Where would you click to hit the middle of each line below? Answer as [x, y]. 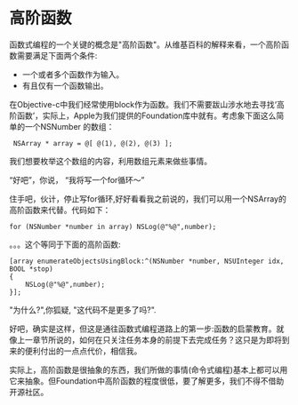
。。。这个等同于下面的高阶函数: [65, 244]
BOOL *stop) [31, 269]
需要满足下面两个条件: [57, 55]
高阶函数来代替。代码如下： [60, 210]
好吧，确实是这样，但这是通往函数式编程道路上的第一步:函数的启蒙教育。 [143, 329]
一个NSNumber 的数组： [69, 126]
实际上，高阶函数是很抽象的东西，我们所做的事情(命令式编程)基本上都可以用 [149, 369]
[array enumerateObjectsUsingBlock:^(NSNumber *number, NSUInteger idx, [147, 261]
